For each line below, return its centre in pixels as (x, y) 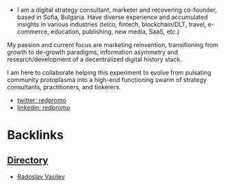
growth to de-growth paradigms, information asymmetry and (93, 52)
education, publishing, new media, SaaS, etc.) (115, 31)
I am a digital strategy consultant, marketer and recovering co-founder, (117, 10)
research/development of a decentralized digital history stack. (95, 59)
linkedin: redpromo (43, 107)
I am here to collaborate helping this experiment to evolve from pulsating (109, 72)
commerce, (33, 31)
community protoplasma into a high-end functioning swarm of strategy (107, 80)
